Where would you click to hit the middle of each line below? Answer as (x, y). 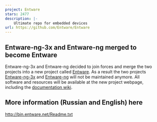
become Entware (31, 55)
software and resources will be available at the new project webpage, (74, 82)
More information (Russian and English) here (74, 103)
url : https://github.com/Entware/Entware (47, 28)
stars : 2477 (17, 14)
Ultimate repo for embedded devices (51, 23)
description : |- (21, 18)
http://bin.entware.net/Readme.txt (39, 114)
